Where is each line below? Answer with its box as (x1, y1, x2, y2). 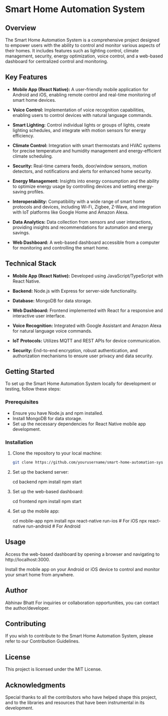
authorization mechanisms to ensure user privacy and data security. (12, 353, 153, 359)
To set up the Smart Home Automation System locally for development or (5, 380, 156, 386)
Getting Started (5, 367, 55, 376)
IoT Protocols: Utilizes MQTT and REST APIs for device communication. (12, 338, 161, 344)
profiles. (27, 188, 45, 194)
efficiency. (12, 133, 34, 139)
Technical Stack (5, 259, 57, 268)
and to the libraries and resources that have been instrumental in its (5, 699, 145, 705)
